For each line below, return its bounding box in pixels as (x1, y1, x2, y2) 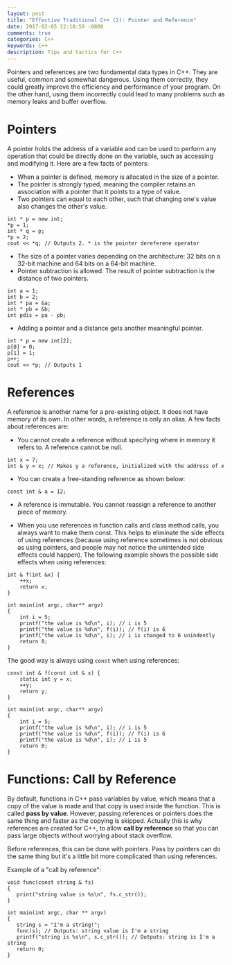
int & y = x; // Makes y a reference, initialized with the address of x (7, 462, 225, 469)
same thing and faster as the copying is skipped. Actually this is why (7, 816, 202, 825)
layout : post (7, 10, 45, 17)
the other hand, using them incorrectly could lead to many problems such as (7, 89, 225, 98)
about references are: (7, 422, 69, 431)
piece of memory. (17, 507, 68, 516)
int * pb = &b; (7, 306, 51, 313)
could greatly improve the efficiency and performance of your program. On (7, 82, 221, 91)
